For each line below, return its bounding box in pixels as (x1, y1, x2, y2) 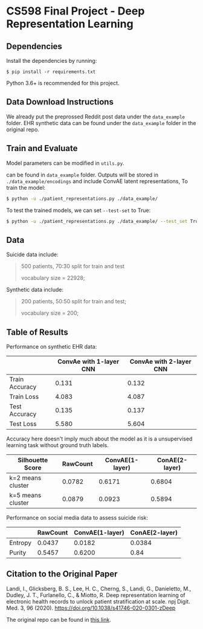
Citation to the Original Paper (6, 569, 118, 579)
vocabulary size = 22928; (21, 274, 85, 282)
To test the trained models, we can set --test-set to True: (6, 207, 151, 214)
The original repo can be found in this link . (6, 616, 112, 623)
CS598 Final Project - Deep (6, 4, 145, 18)
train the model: (6, 184, 46, 191)
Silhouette (18, 456, 48, 464)
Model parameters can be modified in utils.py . (6, 159, 125, 167)
